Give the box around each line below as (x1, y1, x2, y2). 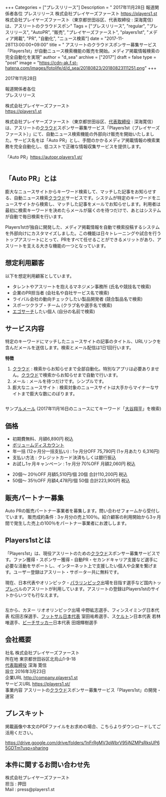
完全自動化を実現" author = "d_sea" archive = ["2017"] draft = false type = (5, 54, 157, 60)
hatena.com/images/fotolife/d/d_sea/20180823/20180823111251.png (5, 65, 145, 71)
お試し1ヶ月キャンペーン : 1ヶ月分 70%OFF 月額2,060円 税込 (12, 461, 136, 467)
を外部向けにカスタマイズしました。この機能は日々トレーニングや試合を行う (5, 230, 162, 236)
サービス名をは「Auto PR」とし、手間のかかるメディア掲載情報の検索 (13, 137, 156, 143)
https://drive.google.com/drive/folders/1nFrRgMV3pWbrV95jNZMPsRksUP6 (5, 739, 160, 746)
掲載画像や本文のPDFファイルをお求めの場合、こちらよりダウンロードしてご (5, 723, 161, 729)
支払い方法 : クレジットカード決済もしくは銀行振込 (12, 455, 116, 461)
